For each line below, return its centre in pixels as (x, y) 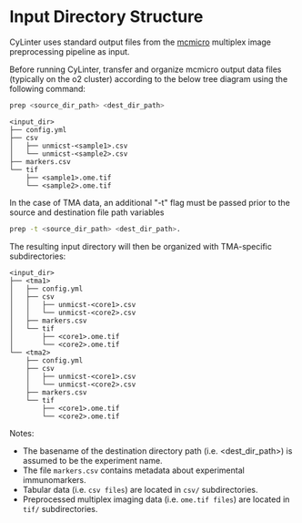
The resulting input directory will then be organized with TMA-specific (141, 246)
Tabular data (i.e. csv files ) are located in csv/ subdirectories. (140, 489)
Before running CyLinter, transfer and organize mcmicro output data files (146, 69)
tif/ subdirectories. (60, 508)
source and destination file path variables (87, 212)
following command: (48, 88)
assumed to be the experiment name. (92, 460)
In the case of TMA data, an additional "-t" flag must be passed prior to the (150, 202)
